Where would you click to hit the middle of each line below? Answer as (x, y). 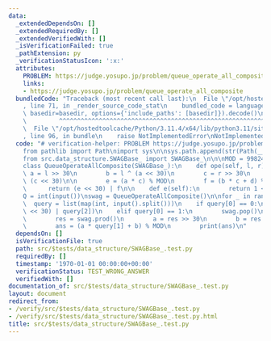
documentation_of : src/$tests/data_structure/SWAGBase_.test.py (119, 286)
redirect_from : (34, 301)
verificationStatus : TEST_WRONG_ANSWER (83, 272)
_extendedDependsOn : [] (55, 23)
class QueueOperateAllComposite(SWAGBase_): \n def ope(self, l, (138, 166)
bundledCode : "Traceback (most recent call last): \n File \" (122, 99)
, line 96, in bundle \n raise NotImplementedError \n (119, 136)
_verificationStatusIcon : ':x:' (70, 61)
